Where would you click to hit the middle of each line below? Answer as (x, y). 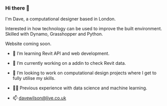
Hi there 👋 (18, 8)
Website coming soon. (28, 44)
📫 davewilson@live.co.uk (39, 98)
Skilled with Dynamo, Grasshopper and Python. (54, 34)
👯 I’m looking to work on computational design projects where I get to (85, 73)
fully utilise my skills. (34, 78)
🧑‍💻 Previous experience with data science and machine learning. (80, 88)
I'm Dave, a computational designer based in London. (61, 19)
